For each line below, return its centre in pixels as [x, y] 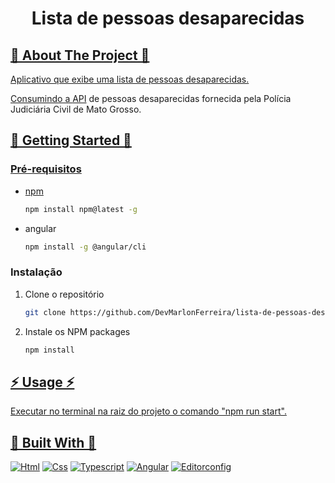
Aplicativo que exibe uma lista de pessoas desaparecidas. [130, 79]
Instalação [36, 272]
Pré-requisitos [46, 169]
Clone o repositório [64, 294]
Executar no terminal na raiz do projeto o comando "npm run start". [148, 411]
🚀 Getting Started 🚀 [71, 140]
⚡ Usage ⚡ [42, 382]
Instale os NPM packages [77, 331]
